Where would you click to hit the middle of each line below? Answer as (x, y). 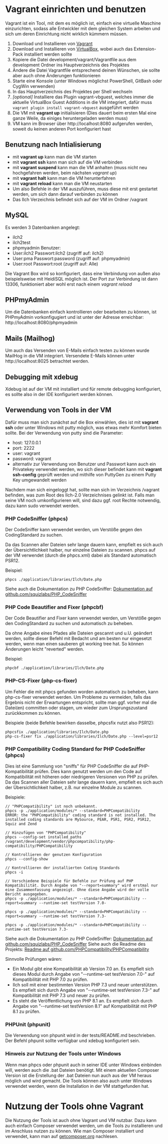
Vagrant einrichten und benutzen (76, 9)
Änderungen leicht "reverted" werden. (45, 649)
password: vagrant (32, 458)
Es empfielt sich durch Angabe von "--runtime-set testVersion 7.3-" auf (86, 990)
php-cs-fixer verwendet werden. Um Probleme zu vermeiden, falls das (78, 697)
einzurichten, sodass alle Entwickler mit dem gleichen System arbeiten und (83, 28)
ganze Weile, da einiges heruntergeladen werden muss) (70, 118)
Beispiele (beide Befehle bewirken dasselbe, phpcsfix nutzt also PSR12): (80, 723)
